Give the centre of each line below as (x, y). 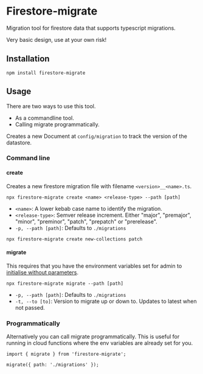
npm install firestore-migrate (46, 73)
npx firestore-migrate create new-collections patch (74, 239)
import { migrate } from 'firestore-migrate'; (66, 354)
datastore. (19, 142)
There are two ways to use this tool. (51, 106)
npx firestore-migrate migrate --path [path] (65, 284)
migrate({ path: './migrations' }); (53, 365)
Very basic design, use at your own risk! (57, 39)
